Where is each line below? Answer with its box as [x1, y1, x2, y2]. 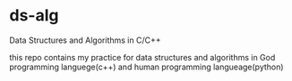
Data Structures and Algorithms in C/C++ [9, 35, 161, 45]
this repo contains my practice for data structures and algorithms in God [9, 52, 276, 62]
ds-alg [9, 5, 59, 26]
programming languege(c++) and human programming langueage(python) [9, 61, 284, 72]
